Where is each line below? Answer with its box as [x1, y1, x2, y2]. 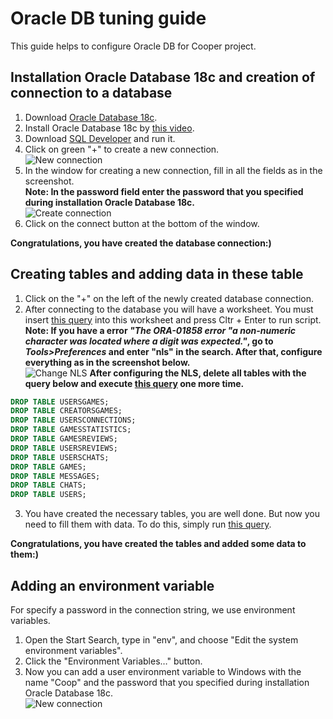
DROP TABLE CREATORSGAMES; [10, 406, 123, 416]
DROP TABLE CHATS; [10, 480, 87, 491]
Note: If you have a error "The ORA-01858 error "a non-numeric [24, 324, 297, 336]
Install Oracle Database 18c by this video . [24, 122, 195, 134]
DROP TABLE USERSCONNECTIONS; [10, 415, 137, 426]
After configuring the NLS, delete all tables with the [89, 367, 307, 379]
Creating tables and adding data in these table [10, 266, 304, 283]
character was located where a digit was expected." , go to [24, 335, 274, 347]
